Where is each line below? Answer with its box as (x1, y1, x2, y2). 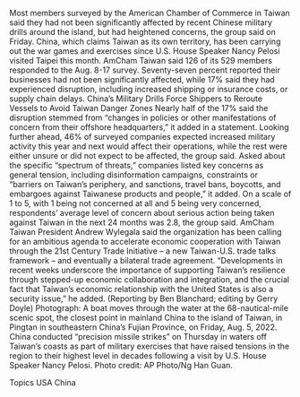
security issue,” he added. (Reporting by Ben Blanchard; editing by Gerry (9, 293, 279, 304)
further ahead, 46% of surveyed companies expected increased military (9, 132, 276, 142)
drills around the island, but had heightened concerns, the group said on (9, 27, 276, 37)
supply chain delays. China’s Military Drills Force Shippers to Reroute (9, 93, 262, 104)
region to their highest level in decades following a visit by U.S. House (9, 350, 267, 361)
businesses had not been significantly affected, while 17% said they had (9, 74, 275, 84)
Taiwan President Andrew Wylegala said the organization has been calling (9, 227, 282, 237)
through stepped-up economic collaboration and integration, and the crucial (9, 274, 290, 285)
